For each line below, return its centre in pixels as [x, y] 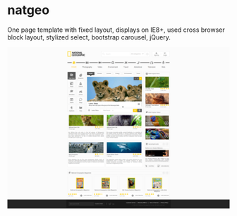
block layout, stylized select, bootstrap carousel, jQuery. [89, 37]
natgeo [29, 10]
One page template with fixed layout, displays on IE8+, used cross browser [116, 30]
